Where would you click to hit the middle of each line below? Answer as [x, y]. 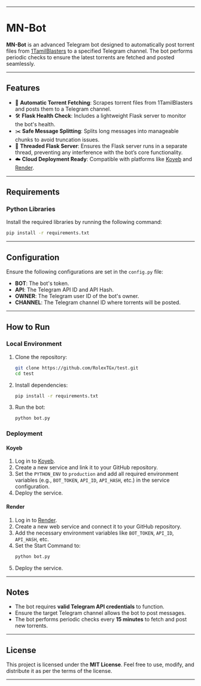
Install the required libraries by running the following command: [84, 222]
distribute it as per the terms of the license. [59, 671]
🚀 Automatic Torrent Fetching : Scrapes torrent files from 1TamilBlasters [104, 102]
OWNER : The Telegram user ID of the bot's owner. [77, 296]
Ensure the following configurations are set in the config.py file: [85, 272]
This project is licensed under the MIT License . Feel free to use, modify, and [100, 664]
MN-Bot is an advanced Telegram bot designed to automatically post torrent [100, 44]
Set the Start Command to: [48, 545]
